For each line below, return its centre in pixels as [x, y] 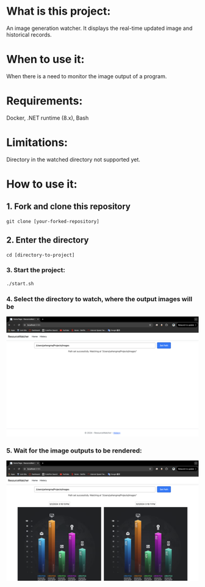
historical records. [29, 34]
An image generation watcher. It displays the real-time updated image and [99, 28]
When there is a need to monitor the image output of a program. [87, 76]
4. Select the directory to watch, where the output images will [99, 299]
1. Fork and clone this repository [69, 207]
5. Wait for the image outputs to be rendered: [74, 451]
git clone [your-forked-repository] [53, 221]
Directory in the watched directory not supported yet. [73, 159]
